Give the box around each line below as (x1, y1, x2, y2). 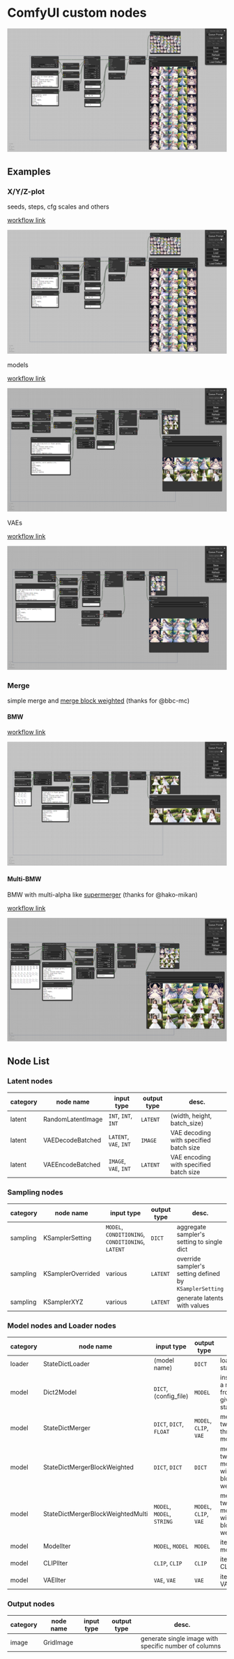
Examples (7, 165, 51, 177)
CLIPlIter (42, 1559, 68, 1567)
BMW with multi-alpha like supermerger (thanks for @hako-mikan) (7, 890, 198, 899)
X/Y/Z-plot (7, 186, 45, 196)
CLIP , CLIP (153, 1559, 182, 1567)
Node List (7, 1055, 50, 1067)
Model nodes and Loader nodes (7, 1321, 116, 1330)
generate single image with (140, 1635, 218, 1643)
